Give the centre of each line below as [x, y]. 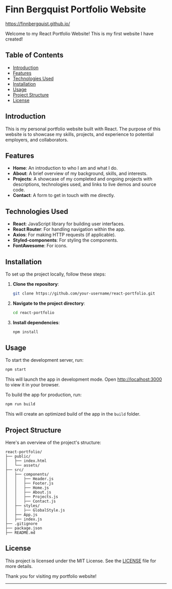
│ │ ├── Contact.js [31, 501]
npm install [25, 332]
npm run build [20, 404]
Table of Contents [35, 55]
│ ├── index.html [26, 461]
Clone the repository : [36, 284]
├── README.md [20, 533]
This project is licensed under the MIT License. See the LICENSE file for [81, 561]
